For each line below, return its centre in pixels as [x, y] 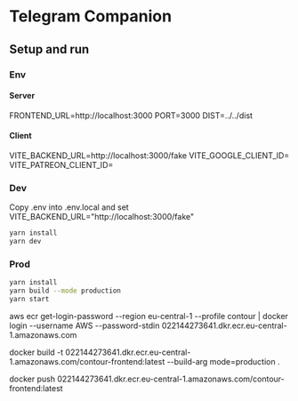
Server [22, 96]
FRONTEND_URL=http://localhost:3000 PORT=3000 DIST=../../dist [131, 115]
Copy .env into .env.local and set [69, 207]
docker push [32, 379]
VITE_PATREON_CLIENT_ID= [61, 164]
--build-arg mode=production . [223, 361]
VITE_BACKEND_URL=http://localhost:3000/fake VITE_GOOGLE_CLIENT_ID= [149, 155]
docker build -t [36, 352]
